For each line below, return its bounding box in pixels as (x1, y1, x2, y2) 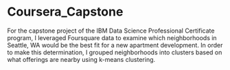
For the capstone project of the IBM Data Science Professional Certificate (7, 27, 215, 35)
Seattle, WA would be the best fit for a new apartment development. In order (7, 41, 223, 49)
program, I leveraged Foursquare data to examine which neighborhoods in (7, 33, 218, 41)
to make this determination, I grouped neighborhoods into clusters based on (7, 48, 222, 56)
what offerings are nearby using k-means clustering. (7, 55, 156, 63)
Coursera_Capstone (7, 4, 124, 20)
